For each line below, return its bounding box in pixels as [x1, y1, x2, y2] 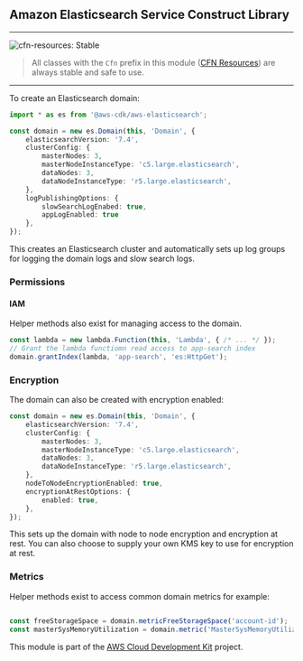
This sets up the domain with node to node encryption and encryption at [9, 528, 278, 540]
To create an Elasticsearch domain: [9, 92, 140, 103]
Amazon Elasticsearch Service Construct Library [9, 7, 290, 23]
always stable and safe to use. [31, 67, 144, 78]
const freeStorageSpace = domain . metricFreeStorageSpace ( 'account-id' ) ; [9, 616, 289, 626]
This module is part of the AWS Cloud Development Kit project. [9, 641, 243, 652]
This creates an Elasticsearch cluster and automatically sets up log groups [9, 244, 286, 255]
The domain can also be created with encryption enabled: [9, 395, 224, 405]
